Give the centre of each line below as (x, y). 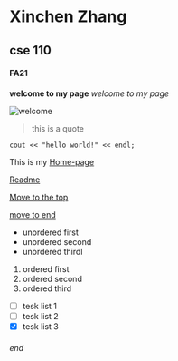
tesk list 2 (40, 316)
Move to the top (39, 197)
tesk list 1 (39, 306)
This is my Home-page (52, 161)
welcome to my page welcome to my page (89, 93)
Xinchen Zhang (68, 17)
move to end (33, 214)
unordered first (51, 232)
